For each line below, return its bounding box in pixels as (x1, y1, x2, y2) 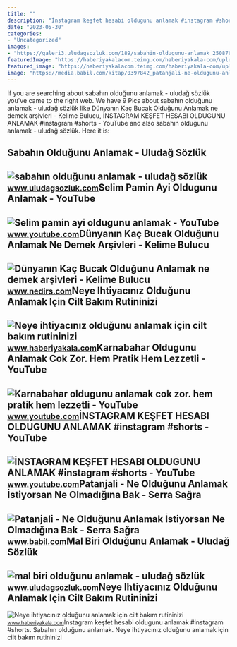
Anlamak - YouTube (7, 193, 96, 205)
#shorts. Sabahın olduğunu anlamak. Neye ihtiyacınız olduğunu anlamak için (7, 626, 229, 634)
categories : (7, 30, 42, 37)
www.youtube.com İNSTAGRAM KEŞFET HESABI (7, 410, 209, 422)
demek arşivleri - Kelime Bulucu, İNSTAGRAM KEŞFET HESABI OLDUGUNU (7, 111, 226, 120)
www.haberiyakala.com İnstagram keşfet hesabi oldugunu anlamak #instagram (7, 618, 224, 627)
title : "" (7, 10, 37, 18)
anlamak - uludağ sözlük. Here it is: (7, 126, 110, 135)
